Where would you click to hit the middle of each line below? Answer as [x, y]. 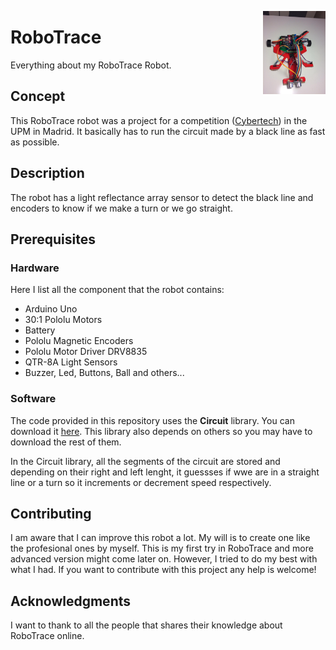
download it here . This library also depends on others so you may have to [161, 431]
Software [33, 399]
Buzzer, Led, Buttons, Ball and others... [104, 373]
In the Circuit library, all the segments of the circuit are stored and [145, 461]
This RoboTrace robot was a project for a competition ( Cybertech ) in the [159, 120]
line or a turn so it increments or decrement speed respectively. [141, 482]
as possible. [35, 142]
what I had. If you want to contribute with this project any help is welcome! [163, 570]
